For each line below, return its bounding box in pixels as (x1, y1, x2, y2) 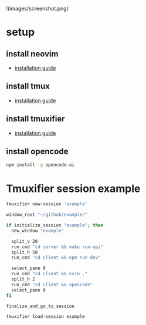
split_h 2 (11, 276, 35, 282)
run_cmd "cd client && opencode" (11, 282, 93, 287)
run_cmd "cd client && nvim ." (11, 271, 88, 277)
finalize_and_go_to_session (6, 303, 75, 309)
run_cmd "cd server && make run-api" (11, 243, 104, 250)
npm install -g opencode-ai (6, 162, 75, 168)
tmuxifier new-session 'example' (6, 201, 88, 207)
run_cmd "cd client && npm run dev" (11, 255, 101, 260)
